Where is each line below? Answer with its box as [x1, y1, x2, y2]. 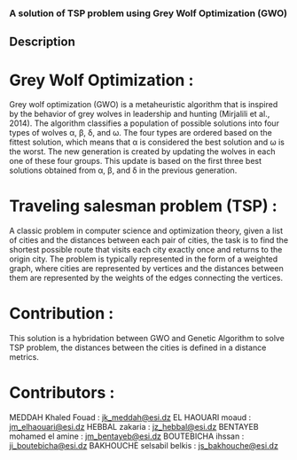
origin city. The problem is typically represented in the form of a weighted [9, 253, 278, 264]
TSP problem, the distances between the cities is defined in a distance [9, 342, 267, 353]
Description [9, 35, 75, 50]
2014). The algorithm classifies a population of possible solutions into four [9, 118, 279, 129]
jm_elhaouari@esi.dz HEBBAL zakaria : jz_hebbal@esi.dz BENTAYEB [9, 422, 259, 433]
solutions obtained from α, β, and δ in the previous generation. [9, 165, 238, 175]
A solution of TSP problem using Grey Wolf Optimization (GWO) [9, 7, 288, 19]
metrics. [9, 352, 40, 363]
